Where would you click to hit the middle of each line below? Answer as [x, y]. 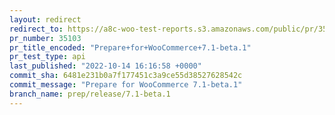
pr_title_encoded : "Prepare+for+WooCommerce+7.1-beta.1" [130, 47]
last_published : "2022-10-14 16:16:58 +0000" [105, 66]
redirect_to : [36, 29]
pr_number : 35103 [45, 38]
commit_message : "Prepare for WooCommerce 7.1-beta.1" [126, 85]
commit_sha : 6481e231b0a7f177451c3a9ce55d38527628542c [126, 76]
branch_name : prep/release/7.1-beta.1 [90, 94]
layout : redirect [45, 19]
